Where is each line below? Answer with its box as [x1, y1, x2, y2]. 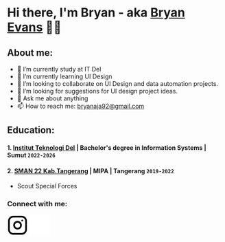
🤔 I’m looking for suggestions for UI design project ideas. [16, 87, 178, 95]
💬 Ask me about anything [16, 94, 88, 102]
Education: [7, 124, 55, 136]
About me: [7, 47, 54, 58]
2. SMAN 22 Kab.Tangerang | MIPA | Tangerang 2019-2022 [7, 166, 175, 175]
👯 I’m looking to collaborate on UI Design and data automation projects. [16, 80, 218, 87]
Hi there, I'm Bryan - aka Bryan [7, 5, 185, 21]
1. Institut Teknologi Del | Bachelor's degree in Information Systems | [7, 143, 207, 152]
